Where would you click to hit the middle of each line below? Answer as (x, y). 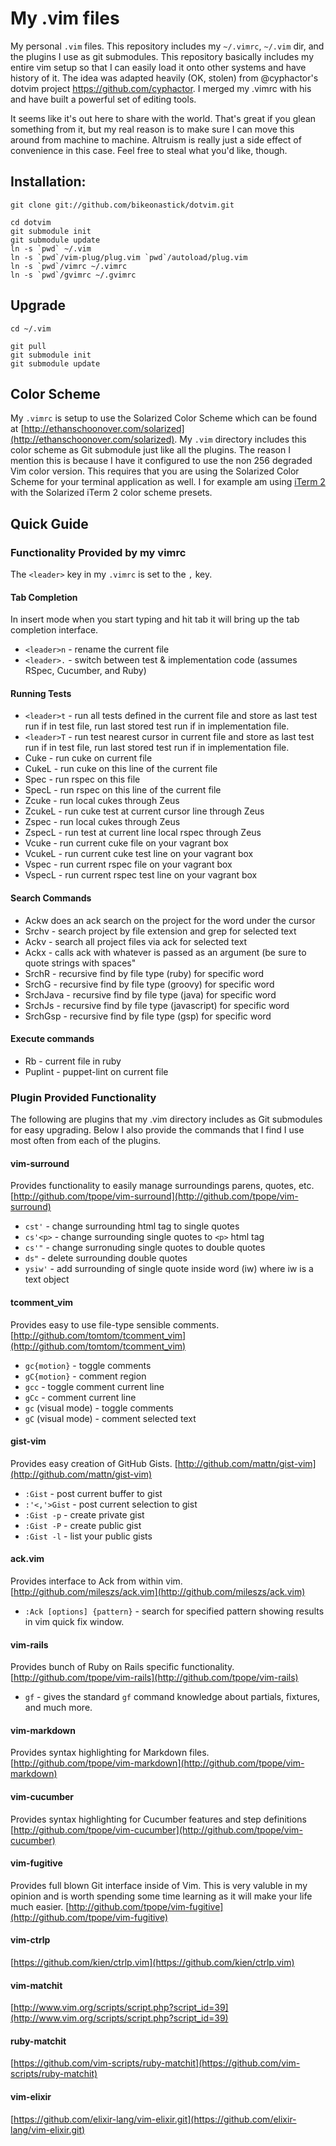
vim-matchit (36, 1985)
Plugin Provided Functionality (83, 1097)
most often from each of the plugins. (86, 1141)
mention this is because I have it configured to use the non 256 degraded (161, 461)
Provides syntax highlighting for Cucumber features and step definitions (158, 1819)
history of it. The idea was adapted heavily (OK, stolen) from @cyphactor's (164, 78)
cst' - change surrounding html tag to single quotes (132, 1226)
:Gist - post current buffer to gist (93, 1493)
